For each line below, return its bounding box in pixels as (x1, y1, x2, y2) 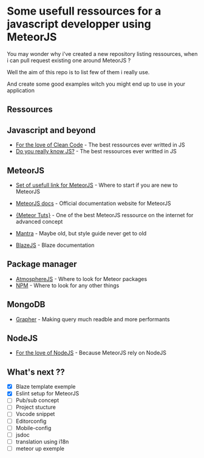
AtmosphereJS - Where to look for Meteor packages (15, 275, 148, 282)
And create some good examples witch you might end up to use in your (7, 80, 186, 88)
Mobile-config (15, 424, 52, 431)
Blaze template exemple (15, 383, 76, 390)
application (7, 86, 35, 94)
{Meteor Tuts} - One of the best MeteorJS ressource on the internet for (15, 211, 194, 218)
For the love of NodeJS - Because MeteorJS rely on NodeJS (15, 349, 166, 356)
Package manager (7, 259, 77, 269)
